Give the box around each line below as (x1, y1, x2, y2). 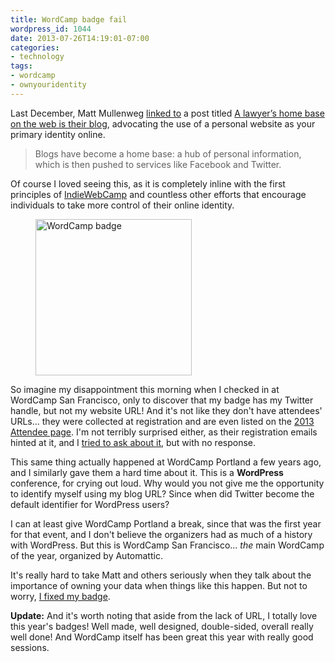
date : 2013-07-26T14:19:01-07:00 (10, 33, 150, 43)
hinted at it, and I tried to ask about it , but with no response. (10, 436, 257, 448)
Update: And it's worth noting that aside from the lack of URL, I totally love (10, 609, 318, 621)
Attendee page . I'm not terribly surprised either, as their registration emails (10, 426, 318, 438)
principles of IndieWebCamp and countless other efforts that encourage (10, 188, 307, 200)
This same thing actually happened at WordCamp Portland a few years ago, (10, 456, 322, 468)
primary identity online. (10, 128, 106, 140)
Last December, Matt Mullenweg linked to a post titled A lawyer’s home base (10, 107, 325, 119)
